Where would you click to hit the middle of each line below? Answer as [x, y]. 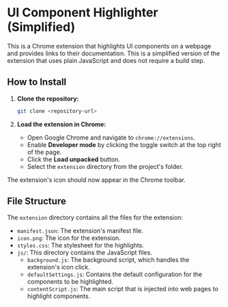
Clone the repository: [48, 98]
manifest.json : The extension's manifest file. [80, 231]
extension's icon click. [58, 267]
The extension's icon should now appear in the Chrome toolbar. [96, 180]
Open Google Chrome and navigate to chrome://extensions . [111, 137]
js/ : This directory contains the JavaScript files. [84, 253]
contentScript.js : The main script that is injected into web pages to [123, 289]
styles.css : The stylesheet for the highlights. [81, 245]
